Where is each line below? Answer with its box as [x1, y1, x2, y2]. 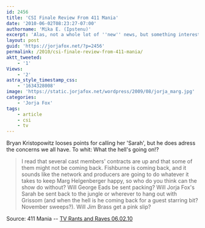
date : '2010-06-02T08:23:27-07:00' [6, 20, 97, 26]
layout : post [6, 37, 40, 43]
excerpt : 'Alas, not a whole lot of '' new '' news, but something [6, 32, 176, 38]
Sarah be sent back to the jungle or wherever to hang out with [21, 190, 177, 197]
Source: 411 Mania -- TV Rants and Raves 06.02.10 [6, 215, 133, 222]
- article [17, 111, 43, 117]
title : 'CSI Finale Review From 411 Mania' [6, 15, 119, 21]
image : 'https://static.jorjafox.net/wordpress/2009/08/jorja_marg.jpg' [6, 89, 195, 95]
